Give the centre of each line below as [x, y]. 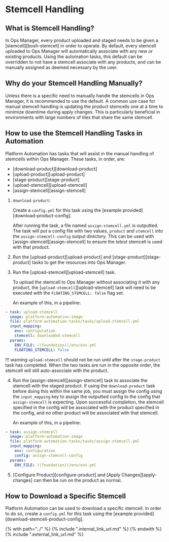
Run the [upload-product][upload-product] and [62, 257]
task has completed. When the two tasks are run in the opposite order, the [83, 365]
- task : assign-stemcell [31, 432]
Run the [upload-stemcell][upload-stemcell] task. [64, 272]
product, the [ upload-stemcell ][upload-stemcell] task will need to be [84, 287]
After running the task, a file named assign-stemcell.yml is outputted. [86, 225]
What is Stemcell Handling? [50, 28]
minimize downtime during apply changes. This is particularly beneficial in [83, 112]
